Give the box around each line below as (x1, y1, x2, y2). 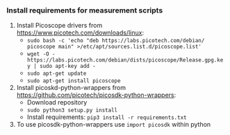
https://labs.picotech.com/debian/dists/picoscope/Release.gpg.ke (26, 57, 224, 64)
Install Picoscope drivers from (16, 21, 103, 30)
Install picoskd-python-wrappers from (16, 84, 126, 92)
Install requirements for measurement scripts (6, 6, 163, 15)
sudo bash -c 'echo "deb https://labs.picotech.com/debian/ (26, 37, 205, 44)
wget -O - (26, 51, 56, 57)
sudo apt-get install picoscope (26, 78, 121, 84)
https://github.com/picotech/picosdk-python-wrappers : (16, 91, 176, 99)
